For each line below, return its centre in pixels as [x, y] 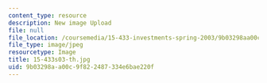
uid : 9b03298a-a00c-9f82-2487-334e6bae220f [81, 67]
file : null [26, 30]
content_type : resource [48, 15]
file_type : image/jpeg [46, 45]
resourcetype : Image [43, 52]
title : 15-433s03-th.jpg [49, 60]
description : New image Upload [60, 23]
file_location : [33, 38]
